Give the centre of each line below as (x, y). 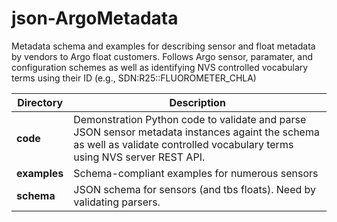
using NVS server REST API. (139, 157)
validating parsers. (117, 202)
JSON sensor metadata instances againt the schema (196, 132)
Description (197, 102)
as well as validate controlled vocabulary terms (183, 144)
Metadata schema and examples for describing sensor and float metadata (163, 46)
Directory (40, 102)
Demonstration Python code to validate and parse (190, 119)
